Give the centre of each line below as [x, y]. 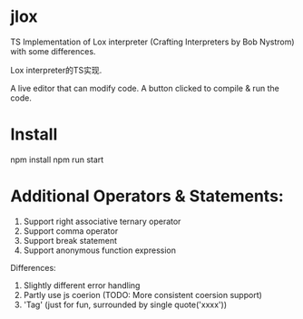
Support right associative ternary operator [102, 221]
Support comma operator [71, 231]
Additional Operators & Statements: [147, 196]
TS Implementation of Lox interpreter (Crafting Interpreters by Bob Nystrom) [152, 42]
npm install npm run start [57, 159]
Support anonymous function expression [99, 250]
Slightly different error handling [82, 285]
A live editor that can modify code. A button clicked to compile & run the [145, 88]
